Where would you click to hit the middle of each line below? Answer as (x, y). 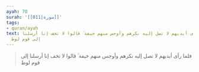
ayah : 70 (17, 12)
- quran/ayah (22, 28)
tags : (13, 22)
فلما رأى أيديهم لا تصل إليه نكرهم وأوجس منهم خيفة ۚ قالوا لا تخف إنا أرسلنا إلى (106, 56)
